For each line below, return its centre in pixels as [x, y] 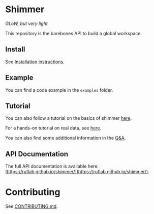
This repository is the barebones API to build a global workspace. [74, 33]
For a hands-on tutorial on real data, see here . [53, 128]
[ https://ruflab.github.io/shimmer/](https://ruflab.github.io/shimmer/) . [77, 172]
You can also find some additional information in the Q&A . [66, 138]
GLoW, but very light [27, 23]
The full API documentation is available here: [52, 166]
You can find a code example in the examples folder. [59, 90]
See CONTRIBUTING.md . [32, 206]
